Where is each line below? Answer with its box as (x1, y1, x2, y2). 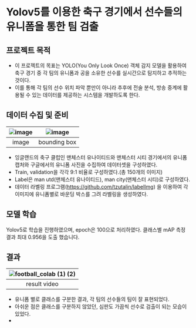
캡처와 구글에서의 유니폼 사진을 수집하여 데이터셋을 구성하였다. (14, 161, 158, 168)
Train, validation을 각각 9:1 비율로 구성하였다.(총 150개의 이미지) (14, 168, 163, 175)
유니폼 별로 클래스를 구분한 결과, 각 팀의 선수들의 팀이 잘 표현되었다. (14, 296, 170, 303)
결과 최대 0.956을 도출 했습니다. (6, 233, 80, 240)
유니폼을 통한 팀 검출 (6, 20, 99, 34)
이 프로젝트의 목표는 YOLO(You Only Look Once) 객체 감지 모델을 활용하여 (14, 62, 187, 69)
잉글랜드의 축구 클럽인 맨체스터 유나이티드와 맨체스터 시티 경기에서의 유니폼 (14, 153, 188, 160)
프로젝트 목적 (6, 45, 51, 55)
